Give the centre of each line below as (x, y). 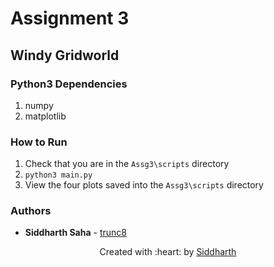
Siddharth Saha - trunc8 (75, 233)
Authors (31, 211)
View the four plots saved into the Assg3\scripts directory (144, 185)
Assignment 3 (70, 18)
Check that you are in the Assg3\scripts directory (127, 164)
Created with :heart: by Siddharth (168, 252)
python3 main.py (58, 175)
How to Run (39, 142)
